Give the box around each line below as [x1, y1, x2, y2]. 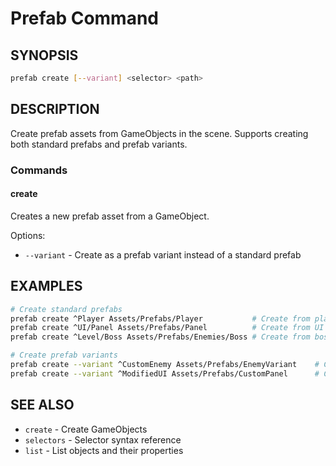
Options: [10, 229, 46, 241]
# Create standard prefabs [10, 304, 123, 314]
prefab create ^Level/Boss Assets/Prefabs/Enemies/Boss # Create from [10, 332, 311, 342]
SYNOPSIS [10, 47, 79, 64]
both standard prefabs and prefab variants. [10, 138, 188, 150]
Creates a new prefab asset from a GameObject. [10, 210, 210, 222]
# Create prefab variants [10, 350, 118, 361]
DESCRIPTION [10, 101, 100, 118]
